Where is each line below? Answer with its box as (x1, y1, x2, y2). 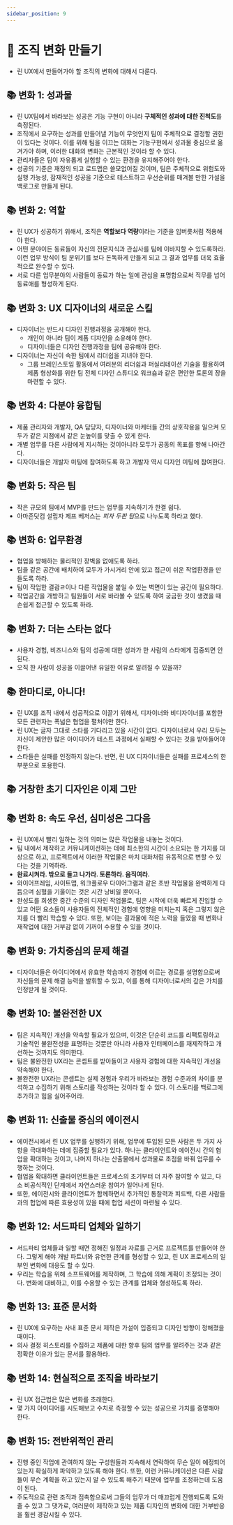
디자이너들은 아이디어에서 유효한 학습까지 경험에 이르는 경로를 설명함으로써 (16, 968, 220, 976)
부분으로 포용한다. (16, 761, 66, 769)
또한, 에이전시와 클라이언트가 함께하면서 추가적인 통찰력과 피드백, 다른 (16, 1189, 207, 1198)
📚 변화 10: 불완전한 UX (6, 1008, 103, 1019)
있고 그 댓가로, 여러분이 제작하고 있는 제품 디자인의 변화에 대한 (31, 1501, 201, 1510)
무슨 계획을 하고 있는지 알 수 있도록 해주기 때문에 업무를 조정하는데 (29, 1475, 211, 1484)
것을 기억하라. (29, 862, 68, 870)
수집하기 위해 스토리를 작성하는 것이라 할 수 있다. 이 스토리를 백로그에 (35, 1083, 224, 1091)
